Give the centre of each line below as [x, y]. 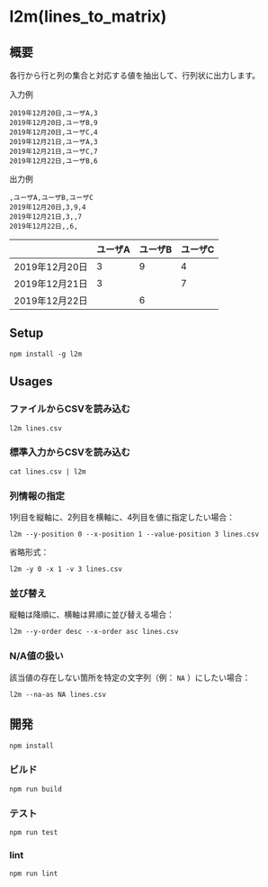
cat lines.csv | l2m [48, 471]
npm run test [34, 833]
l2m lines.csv [36, 428]
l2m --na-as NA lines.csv [58, 694]
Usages [31, 381]
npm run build [36, 789]
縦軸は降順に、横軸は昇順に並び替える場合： [92, 615]
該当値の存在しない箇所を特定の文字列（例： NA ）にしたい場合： [130, 677]
